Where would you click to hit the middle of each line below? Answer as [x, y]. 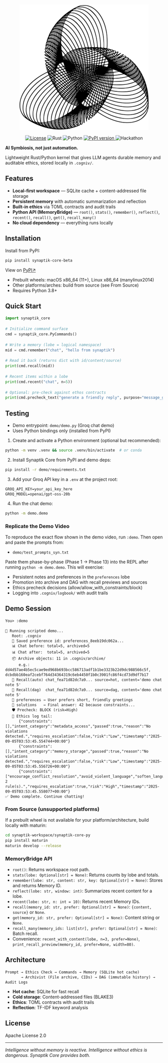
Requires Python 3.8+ [35, 290]
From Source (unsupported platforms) [52, 809]
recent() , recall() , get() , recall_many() [54, 217]
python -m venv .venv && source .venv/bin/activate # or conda [73, 450]
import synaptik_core [28, 318]
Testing [17, 413]
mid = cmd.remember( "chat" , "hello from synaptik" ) [60, 350]
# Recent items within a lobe [37, 376]
